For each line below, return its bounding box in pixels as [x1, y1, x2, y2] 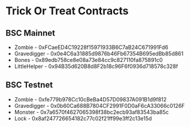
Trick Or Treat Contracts [5, 4, 129, 18]
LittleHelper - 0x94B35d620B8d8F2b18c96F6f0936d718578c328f [14, 63, 178, 70]
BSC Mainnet [5, 28, 55, 38]
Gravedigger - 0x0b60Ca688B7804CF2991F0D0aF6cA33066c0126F [14, 102, 185, 109]
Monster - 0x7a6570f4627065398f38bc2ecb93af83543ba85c [14, 109, 169, 116]
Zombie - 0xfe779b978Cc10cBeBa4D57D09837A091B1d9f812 [14, 95, 167, 103]
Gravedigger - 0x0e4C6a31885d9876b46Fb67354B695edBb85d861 [14, 50, 184, 57]
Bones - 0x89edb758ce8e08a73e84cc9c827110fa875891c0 [14, 57, 163, 63]
